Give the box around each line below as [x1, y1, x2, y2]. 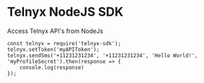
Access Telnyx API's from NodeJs [7, 27, 104, 35]
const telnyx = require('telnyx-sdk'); [7, 40, 122, 47]
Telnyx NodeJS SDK [7, 4, 124, 20]
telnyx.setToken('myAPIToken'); [7, 46, 100, 53]
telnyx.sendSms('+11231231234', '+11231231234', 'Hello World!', [7, 52, 198, 59]
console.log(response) [19, 64, 84, 71]
